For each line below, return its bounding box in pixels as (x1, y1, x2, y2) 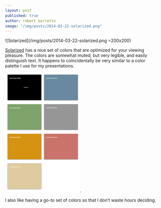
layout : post (5, 8, 32, 13)
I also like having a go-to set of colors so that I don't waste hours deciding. (5, 197, 156, 203)
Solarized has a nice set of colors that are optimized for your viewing (5, 47, 144, 53)
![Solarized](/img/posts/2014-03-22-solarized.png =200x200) (5, 37, 132, 44)
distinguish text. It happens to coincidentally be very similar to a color (5, 58, 146, 64)
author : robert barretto (5, 18, 56, 23)
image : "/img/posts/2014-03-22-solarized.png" (5, 24, 102, 29)
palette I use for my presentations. (5, 63, 75, 69)
